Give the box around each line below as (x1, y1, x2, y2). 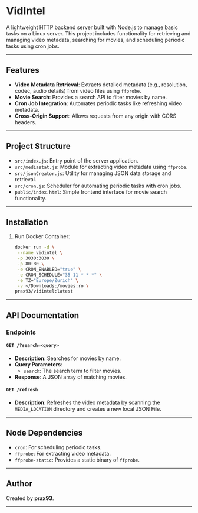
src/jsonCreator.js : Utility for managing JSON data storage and (14, 170, 171, 177)
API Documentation (6, 310, 80, 320)
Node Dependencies (6, 428, 83, 438)
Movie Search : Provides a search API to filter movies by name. (14, 93, 167, 100)
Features (6, 65, 39, 75)
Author (6, 479, 32, 489)
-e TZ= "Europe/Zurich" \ (17, 277, 78, 283)
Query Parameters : (14, 361, 63, 368)
